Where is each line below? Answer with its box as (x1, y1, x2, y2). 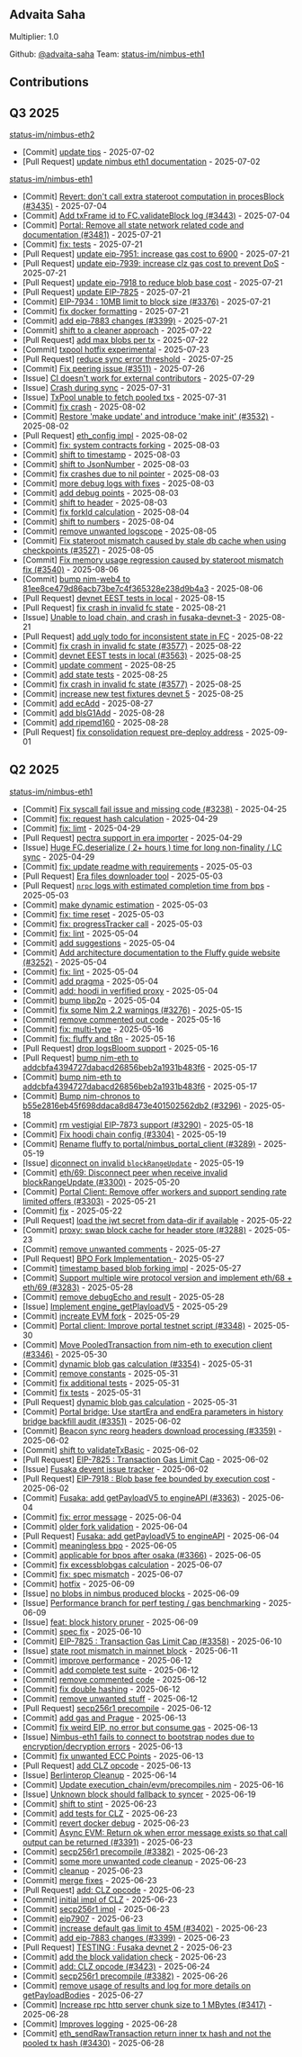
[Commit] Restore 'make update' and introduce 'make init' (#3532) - (22, 411, 275, 422)
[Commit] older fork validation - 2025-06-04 (22, 1520, 189, 1531)
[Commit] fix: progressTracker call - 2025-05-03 (22, 918, 203, 929)
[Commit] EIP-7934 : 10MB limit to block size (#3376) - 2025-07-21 (22, 296, 271, 307)
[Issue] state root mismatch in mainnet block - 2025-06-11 (22, 1645, 238, 1656)
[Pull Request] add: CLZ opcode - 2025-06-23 (22, 1884, 195, 1895)
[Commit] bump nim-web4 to (22, 573, 130, 584)
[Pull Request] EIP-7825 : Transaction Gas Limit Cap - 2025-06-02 (22, 1454, 270, 1465)
